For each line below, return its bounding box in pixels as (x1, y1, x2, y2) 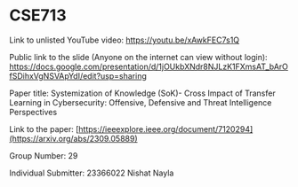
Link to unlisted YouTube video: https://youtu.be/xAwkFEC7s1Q (9, 35, 240, 45)
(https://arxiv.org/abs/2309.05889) (9, 133, 138, 144)
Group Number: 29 (9, 150, 78, 160)
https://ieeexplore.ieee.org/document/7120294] (78, 123, 254, 134)
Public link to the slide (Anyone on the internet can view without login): (9, 51, 269, 62)
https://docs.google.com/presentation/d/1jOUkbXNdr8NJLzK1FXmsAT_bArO (9, 61, 289, 72)
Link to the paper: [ (9, 123, 79, 134)
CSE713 (9, 5, 67, 26)
